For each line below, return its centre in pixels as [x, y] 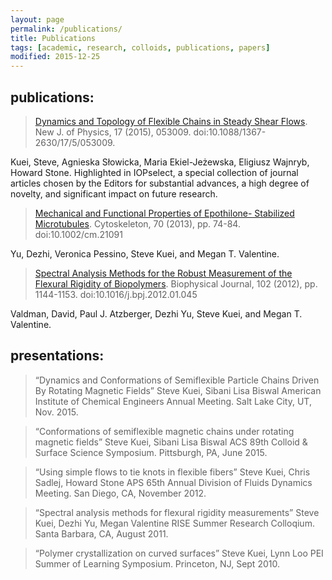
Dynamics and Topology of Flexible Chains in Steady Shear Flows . [171, 121]
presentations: [57, 356]
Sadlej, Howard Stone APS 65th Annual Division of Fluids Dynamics [173, 482]
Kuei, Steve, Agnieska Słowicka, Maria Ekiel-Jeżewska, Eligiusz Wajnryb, [160, 162]
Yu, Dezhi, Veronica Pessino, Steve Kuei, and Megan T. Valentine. [145, 253]
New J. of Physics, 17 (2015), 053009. [113, 132]
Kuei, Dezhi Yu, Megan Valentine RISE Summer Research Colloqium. [174, 523]
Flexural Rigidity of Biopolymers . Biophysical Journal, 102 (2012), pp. [176, 283]
